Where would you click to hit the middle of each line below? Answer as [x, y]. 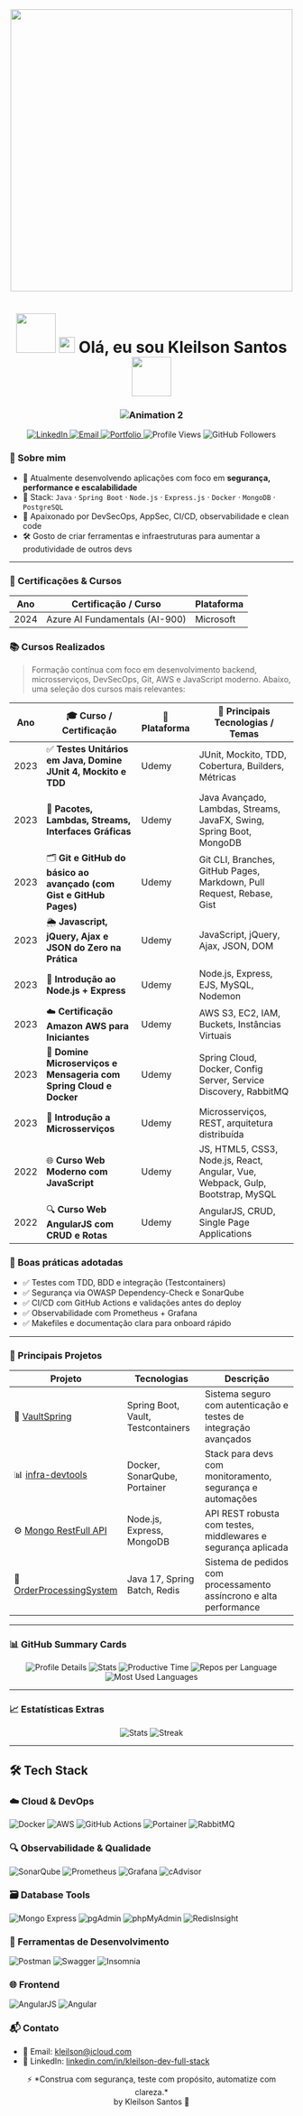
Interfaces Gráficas [89, 831]
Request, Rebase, [236, 893]
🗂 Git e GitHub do [86, 858]
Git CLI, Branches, [237, 859]
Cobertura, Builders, [242, 766]
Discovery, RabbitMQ [244, 1091]
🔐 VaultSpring [43, 1416]
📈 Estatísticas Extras [57, 1710]
